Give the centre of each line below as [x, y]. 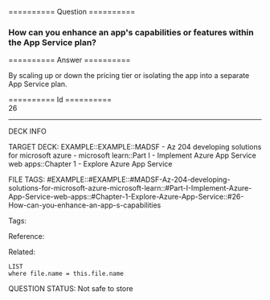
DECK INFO [27, 131]
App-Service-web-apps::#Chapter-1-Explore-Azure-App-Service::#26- [126, 197]
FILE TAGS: [27, 179]
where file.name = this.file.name [66, 274]
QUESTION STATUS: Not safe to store [71, 289]
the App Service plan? [52, 42]
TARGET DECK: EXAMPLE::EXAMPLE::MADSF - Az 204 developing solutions [135, 147]
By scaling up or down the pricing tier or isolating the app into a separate [129, 76]
